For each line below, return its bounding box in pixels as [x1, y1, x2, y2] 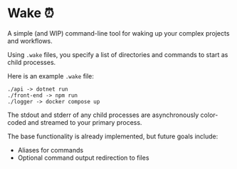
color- [200, 111, 218, 119]
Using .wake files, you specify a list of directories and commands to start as [7, 50, 228, 58]
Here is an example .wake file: [7, 71, 95, 80]
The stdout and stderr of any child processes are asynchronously [7, 111, 199, 119]
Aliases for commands [17, 145, 84, 154]
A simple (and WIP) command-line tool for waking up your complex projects [7, 29, 230, 37]
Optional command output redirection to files [17, 153, 149, 162]
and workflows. [7, 36, 53, 45]
